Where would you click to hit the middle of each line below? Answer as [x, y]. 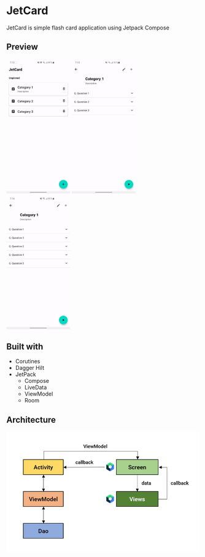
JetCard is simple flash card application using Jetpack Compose [88, 28]
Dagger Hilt [30, 368]
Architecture [31, 420]
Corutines [28, 361]
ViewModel [39, 394]
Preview [22, 47]
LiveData [36, 388]
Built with [25, 346]
